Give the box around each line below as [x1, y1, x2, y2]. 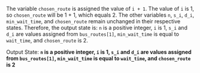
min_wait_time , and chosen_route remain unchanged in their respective [6, 18, 181, 25]
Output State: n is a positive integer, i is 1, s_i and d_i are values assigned [6, 48, 192, 56]
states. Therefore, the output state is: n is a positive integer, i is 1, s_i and [6, 24, 187, 31]
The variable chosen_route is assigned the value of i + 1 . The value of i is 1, [6, 5, 195, 12]
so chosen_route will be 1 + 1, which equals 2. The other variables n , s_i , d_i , [6, 11, 195, 19]
